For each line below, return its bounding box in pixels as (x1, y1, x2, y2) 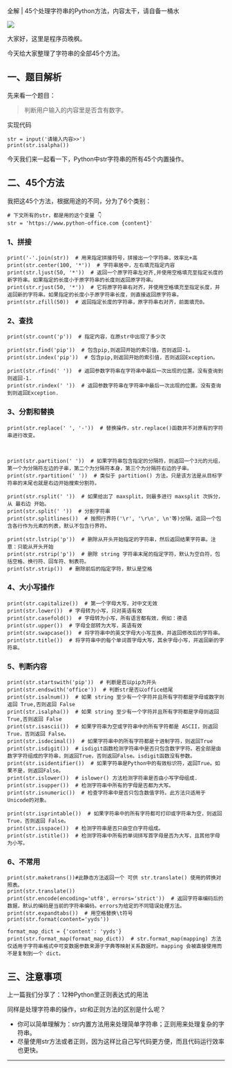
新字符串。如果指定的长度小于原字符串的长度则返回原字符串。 (7, 277, 157, 283)
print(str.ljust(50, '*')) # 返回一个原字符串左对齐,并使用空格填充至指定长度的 (7, 269, 224, 276)
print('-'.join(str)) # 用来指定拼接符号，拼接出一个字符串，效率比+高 (7, 254, 198, 261)
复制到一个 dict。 (17, 950, 64, 957)
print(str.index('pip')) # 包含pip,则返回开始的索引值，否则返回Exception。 (7, 354, 219, 361)
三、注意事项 (7, 970, 62, 983)
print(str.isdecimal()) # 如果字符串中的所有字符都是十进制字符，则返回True (7, 738, 213, 745)
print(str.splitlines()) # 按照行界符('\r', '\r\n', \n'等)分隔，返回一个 (7, 515, 216, 522)
